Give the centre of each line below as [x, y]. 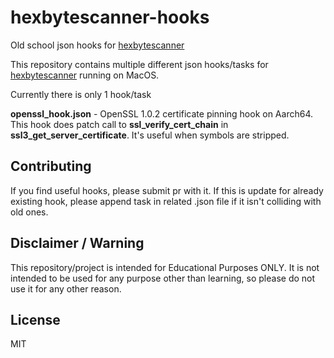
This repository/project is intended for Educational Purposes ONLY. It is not [165, 267]
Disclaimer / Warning [77, 243]
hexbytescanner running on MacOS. [85, 75]
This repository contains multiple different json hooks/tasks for [139, 64]
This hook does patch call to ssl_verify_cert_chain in [119, 124]
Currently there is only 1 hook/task [81, 94]
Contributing [51, 166]
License [35, 319]
